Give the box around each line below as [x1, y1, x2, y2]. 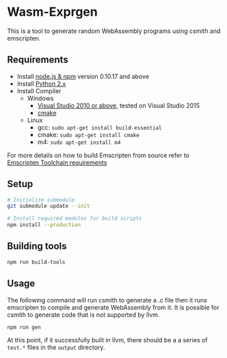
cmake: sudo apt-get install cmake [37, 130, 140, 139]
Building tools [7, 241, 67, 252]
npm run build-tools [7, 259, 66, 265]
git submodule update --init [7, 203, 90, 210]
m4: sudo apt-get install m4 [37, 138, 121, 146]
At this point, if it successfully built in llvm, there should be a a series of [7, 336, 208, 344]
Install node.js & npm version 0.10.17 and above [16, 72, 149, 80]
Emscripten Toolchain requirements [7, 158, 107, 167]
